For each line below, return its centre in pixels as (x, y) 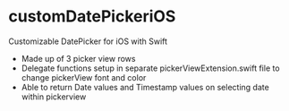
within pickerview (54, 97)
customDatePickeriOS (92, 17)
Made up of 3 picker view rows (78, 58)
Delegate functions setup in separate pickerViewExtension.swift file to (150, 68)
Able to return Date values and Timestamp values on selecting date (145, 87)
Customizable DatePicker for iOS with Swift (88, 41)
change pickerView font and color (84, 77)
